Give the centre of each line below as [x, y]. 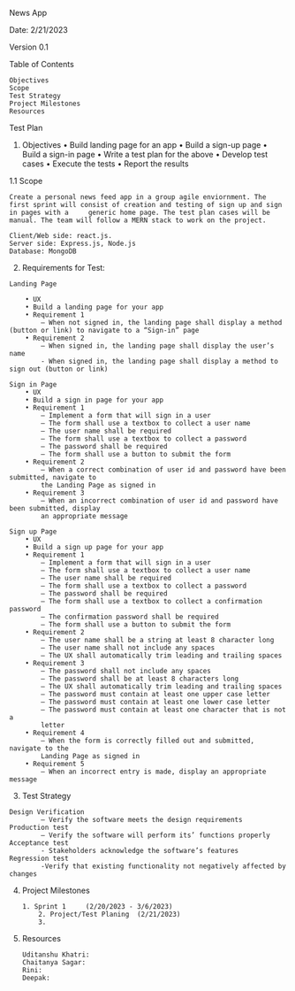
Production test [39, 827]
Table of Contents [42, 64]
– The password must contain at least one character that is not [164, 710]
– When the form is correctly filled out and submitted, [147, 741]
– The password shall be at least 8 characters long [140, 679]
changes [23, 874]
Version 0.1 [29, 47]
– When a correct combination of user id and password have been [164, 470]
